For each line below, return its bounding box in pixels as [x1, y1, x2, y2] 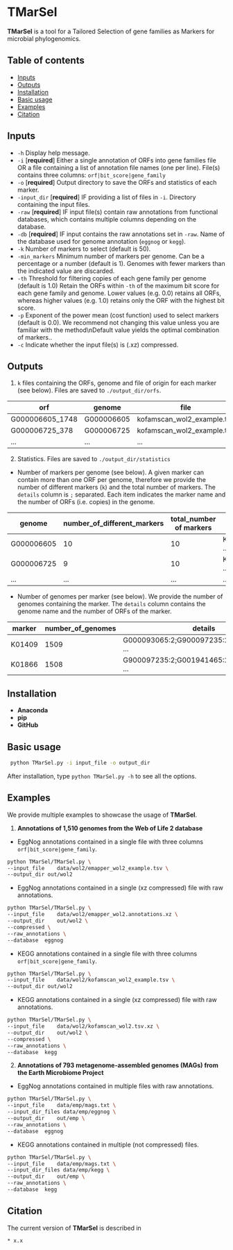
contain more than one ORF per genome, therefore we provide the [17, 476, 207, 484]
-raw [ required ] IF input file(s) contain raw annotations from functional [17, 208, 218, 216]
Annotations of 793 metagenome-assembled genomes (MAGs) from [17, 1061, 218, 1069]
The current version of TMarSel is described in [7, 1224, 142, 1232]
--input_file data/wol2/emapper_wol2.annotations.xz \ [7, 911, 178, 918]
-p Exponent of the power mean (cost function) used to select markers [17, 310, 219, 319]
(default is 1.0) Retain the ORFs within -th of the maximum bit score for [17, 281, 220, 290]
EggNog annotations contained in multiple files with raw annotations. [17, 1082, 214, 1090]
